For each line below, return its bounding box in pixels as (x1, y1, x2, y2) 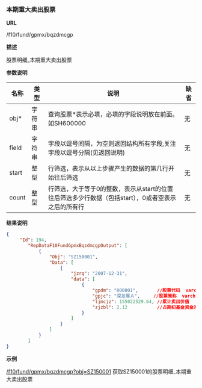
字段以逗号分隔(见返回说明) (47, 149, 125, 157)
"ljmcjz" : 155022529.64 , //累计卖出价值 (92, 298, 189, 305)
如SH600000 (47, 119, 86, 128)
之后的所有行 (47, 203, 85, 211)
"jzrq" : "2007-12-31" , (70, 271, 128, 277)
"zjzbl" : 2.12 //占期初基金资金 (92, 304, 194, 310)
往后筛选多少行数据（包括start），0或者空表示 (47, 194, 176, 202)
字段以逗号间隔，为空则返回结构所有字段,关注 (47, 140, 176, 148)
